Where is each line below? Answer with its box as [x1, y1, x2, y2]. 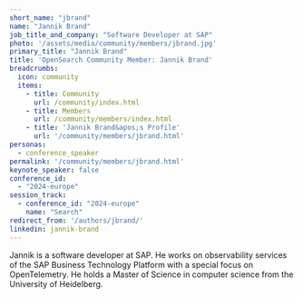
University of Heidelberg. [9, 278, 103, 289]
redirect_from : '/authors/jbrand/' [9, 215, 144, 225]
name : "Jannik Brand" [9, 22, 92, 31]
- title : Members [25, 106, 92, 115]
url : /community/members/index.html [33, 114, 172, 124]
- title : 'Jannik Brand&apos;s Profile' [25, 124, 181, 133]
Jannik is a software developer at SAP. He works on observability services [9, 249, 288, 260]
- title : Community [25, 89, 100, 98]
